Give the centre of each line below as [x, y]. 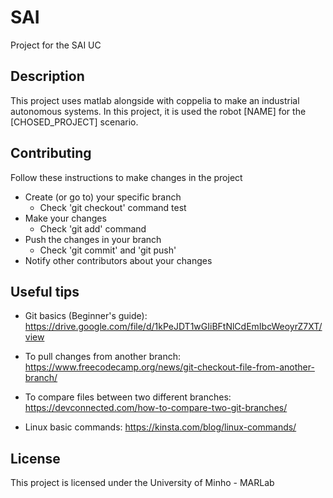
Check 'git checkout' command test [113, 207]
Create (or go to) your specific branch [103, 197]
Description [47, 76]
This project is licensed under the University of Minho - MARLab [142, 483]
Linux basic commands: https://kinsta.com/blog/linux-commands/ [160, 427]
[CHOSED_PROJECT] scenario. [74, 122]
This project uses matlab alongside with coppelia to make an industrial [155, 100]
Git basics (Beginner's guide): [86, 316]
